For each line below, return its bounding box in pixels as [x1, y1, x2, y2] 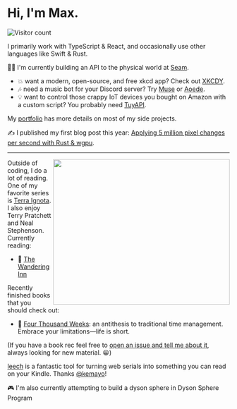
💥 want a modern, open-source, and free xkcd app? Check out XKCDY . [17, 76, 226, 85]
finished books [7, 291, 51, 299]
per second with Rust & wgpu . [7, 138, 95, 147]
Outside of [7, 159, 38, 167]
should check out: [7, 305, 60, 315]
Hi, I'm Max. [7, 5, 79, 21]
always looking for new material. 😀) [7, 348, 112, 357]
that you [7, 298, 32, 307]
